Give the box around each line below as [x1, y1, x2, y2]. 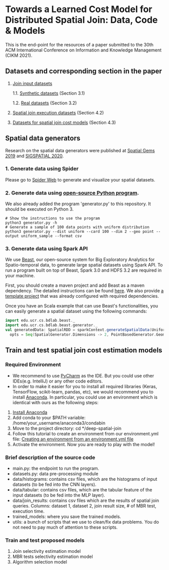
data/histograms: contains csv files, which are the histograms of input [12, 476, 157, 482]
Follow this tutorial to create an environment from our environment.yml [12, 430, 159, 436]
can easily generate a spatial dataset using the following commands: [5, 308, 147, 314]
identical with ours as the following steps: [12, 399, 99, 405]
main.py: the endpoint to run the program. [12, 465, 100, 471]
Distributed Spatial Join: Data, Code [5, 14, 158, 26]
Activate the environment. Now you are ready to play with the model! [12, 441, 155, 447]
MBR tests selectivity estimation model [12, 553, 93, 560]
